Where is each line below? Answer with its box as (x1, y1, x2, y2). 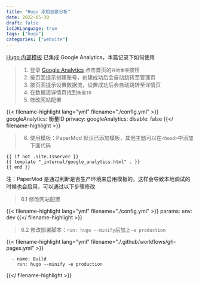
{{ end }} (6, 164, 31, 170)
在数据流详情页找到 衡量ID (29, 89, 91, 96)
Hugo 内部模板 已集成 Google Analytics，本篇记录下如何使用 (6, 54, 155, 60)
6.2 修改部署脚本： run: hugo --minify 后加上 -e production (20, 226, 166, 233)
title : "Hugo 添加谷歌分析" (6, 8, 71, 15)
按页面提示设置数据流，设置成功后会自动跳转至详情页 (29, 81, 161, 88)
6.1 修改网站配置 (20, 195, 61, 203)
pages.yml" (6, 244, 35, 252)
